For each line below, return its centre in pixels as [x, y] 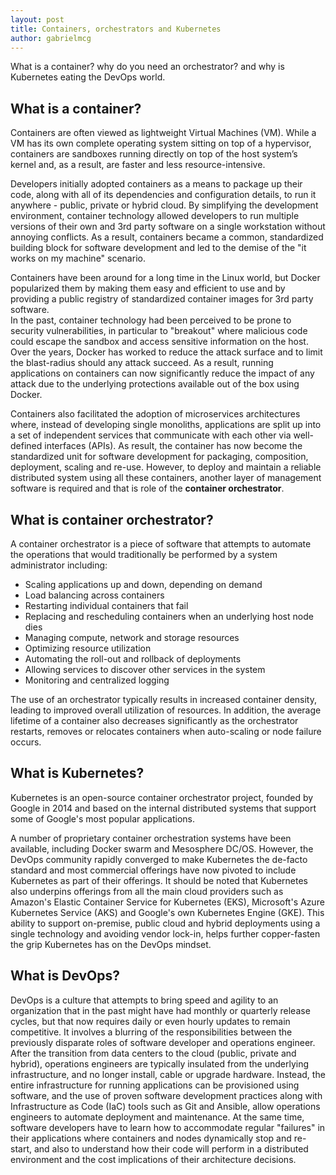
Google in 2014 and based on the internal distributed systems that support [163, 808]
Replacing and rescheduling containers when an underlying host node [169, 616]
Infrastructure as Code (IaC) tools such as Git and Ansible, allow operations [165, 1106]
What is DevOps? [65, 976]
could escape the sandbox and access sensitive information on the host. [159, 342]
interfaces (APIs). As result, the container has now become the [173, 446]
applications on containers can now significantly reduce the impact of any [162, 373]
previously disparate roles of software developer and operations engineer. [163, 1042]
